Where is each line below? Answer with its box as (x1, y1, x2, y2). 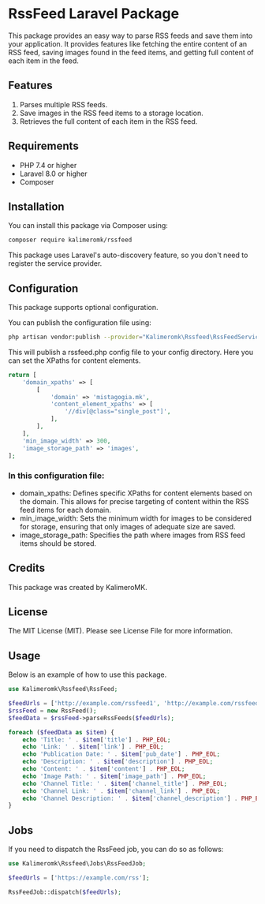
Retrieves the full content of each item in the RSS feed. (19, 116, 198, 126)
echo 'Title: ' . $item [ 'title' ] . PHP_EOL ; (22, 735, 171, 744)
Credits (8, 562, 46, 575)
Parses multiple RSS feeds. (19, 99, 108, 109)
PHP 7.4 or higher (19, 160, 77, 170)
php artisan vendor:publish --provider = (8, 333, 144, 342)
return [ (8, 371, 37, 379)
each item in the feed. (8, 56, 79, 65)
